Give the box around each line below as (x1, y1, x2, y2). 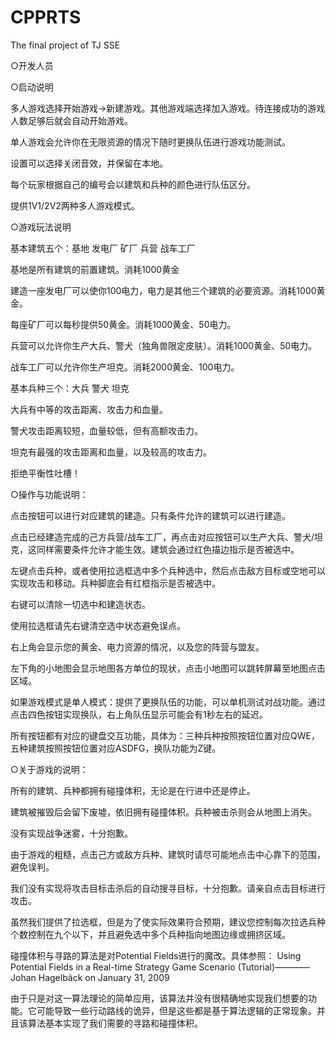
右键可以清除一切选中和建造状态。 (10, 598, 151, 610)
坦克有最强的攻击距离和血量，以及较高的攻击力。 (10, 446, 212, 458)
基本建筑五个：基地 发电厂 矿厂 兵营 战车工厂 (10, 242, 196, 254)
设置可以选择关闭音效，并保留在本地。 (10, 157, 168, 169)
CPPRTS (10, 6, 82, 29)
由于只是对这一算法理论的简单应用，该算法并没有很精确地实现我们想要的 (10, 992, 308, 1004)
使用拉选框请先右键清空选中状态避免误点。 (10, 619, 186, 631)
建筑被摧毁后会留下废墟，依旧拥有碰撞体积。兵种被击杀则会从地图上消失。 (10, 806, 317, 818)
